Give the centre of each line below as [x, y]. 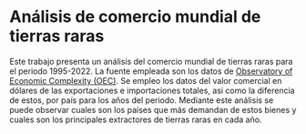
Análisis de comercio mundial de [135, 17]
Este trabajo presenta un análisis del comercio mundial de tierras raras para [151, 61]
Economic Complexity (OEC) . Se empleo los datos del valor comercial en [146, 80]
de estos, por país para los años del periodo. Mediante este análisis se [142, 100]
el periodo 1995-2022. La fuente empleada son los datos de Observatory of [151, 71]
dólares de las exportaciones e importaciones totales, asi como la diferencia [152, 90]
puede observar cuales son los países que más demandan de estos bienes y [153, 109]
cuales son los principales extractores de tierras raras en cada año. [136, 119]
